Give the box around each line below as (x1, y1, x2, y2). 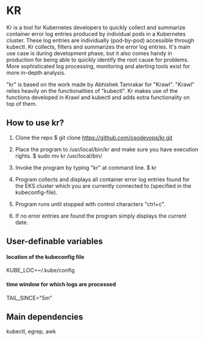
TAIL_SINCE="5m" (6, 294, 53, 301)
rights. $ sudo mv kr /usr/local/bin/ (15, 152, 102, 159)
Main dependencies (6, 311, 83, 322)
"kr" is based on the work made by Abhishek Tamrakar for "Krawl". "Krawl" (6, 80, 195, 88)
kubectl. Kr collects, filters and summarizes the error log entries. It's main (6, 43, 191, 50)
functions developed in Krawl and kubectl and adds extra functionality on (6, 94, 190, 101)
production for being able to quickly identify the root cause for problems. (6, 56, 189, 63)
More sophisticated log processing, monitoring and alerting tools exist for (6, 62, 191, 70)
